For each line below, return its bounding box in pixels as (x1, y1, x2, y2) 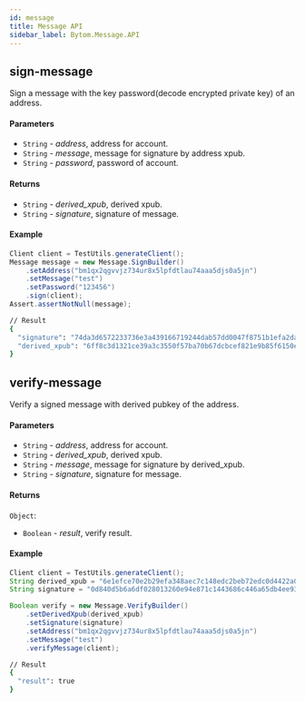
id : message (9, 13, 54, 23)
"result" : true (17, 677, 75, 686)
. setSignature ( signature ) (25, 619, 124, 628)
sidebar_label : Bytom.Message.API (9, 30, 141, 39)
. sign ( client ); (25, 291, 84, 300)
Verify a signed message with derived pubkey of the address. (9, 399, 240, 410)
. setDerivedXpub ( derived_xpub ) (25, 609, 144, 619)
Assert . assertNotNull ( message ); (9, 300, 132, 309)
